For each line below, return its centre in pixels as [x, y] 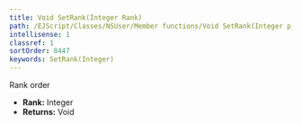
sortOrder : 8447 [40, 51]
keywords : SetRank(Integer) [62, 59]
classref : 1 [31, 43]
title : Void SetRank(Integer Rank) [76, 18]
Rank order [30, 85]
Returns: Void [48, 112]
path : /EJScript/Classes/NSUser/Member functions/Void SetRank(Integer [146, 26]
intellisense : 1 [40, 34]
